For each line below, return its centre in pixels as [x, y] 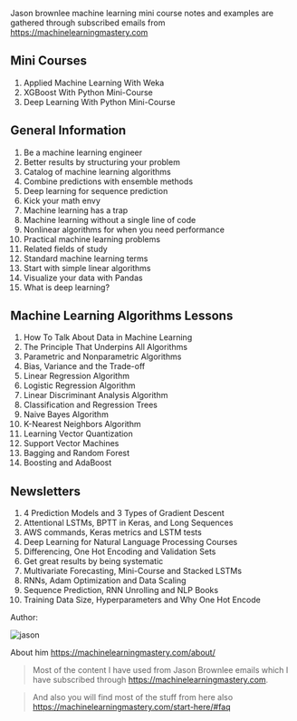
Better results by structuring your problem [101, 161]
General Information [68, 131]
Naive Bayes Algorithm [66, 414]
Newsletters [45, 491]
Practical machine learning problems [92, 239]
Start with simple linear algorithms [87, 268]
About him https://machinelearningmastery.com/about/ [113, 653]
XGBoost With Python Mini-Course [88, 92]
